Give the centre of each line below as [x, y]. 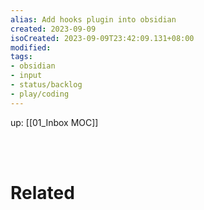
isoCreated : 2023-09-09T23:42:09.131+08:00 [102, 38]
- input [26, 76]
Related [42, 192]
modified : [31, 47]
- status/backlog [46, 85]
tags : [21, 57]
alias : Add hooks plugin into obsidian [93, 19]
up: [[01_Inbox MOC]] [54, 122]
